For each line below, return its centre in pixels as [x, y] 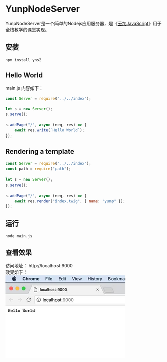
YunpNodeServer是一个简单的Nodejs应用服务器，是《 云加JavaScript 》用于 [84, 23]
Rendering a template [40, 151]
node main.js [19, 236]
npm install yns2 [23, 60]
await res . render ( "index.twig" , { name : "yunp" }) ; [70, 201]
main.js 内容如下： [24, 88]
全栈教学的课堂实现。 [27, 30]
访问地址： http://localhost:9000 [39, 265]
